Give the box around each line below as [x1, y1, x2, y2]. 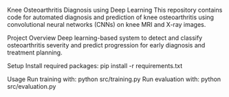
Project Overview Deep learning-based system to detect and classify [7, 34, 203, 42]
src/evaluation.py [7, 83, 56, 90]
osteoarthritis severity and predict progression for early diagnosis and [7, 41, 206, 49]
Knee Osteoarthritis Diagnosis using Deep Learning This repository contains [7, 6, 223, 14]
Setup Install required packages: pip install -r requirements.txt [7, 62, 183, 69]
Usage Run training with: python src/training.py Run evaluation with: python [7, 75, 221, 83]
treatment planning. [7, 48, 63, 56]
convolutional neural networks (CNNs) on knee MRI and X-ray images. [7, 21, 206, 28]
